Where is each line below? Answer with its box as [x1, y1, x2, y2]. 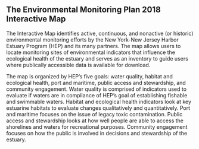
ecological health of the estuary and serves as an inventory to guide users [6, 55, 189, 62]
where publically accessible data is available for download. [6, 61, 151, 68]
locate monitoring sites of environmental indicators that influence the [6, 49, 176, 56]
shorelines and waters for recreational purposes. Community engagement [6, 123, 188, 130]
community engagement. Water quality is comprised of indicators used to [6, 85, 186, 93]
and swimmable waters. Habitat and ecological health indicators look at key [6, 98, 192, 105]
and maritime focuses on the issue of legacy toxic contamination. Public [6, 110, 183, 118]
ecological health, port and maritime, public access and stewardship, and [6, 79, 186, 86]
